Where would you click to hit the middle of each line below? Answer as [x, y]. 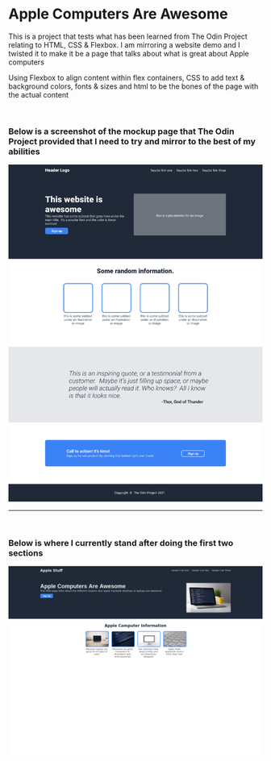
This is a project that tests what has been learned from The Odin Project [128, 36]
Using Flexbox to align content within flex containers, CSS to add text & [127, 77]
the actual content [38, 94]
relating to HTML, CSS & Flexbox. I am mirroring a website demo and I [124, 44]
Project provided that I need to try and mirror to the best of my [132, 141]
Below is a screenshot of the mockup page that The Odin [121, 131]
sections [26, 553]
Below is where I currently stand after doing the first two [121, 543]
